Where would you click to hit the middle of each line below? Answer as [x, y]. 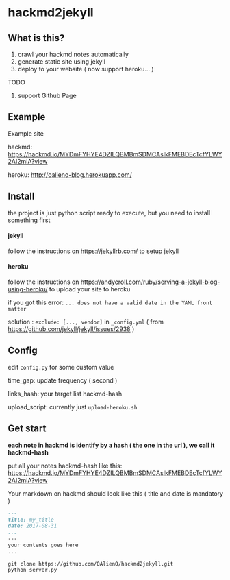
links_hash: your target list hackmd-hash [65, 394]
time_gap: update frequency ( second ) [63, 380]
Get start [27, 429]
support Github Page [47, 95]
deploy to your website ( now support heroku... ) [86, 69]
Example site [26, 133]
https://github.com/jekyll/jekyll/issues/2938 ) [71, 329]
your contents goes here [43, 545]
